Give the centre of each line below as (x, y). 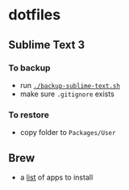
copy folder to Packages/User (68, 133)
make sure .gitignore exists (67, 94)
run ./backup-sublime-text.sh (70, 85)
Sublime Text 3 (47, 45)
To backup (29, 68)
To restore (29, 115)
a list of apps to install (56, 177)
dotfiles (35, 15)
